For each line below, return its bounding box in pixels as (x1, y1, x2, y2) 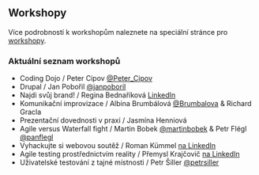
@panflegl (19, 132, 54, 142)
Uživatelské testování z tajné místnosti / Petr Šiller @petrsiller (19, 158, 220, 167)
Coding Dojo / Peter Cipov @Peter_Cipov (19, 74, 152, 83)
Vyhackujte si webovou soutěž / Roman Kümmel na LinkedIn (19, 141, 216, 150)
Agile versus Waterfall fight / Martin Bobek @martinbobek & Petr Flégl (19, 124, 247, 134)
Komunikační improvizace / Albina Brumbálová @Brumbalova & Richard (19, 99, 252, 108)
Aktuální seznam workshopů (8, 55, 121, 67)
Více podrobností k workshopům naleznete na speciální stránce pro (8, 27, 228, 36)
